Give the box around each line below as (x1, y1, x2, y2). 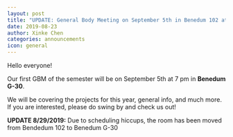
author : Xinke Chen (7, 29, 64, 37)
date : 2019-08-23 (7, 23, 58, 30)
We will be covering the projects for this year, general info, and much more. (7, 95, 222, 104)
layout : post (7, 10, 45, 17)
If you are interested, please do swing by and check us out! (7, 103, 177, 111)
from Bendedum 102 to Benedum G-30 (7, 124, 118, 131)
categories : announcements (7, 36, 85, 43)
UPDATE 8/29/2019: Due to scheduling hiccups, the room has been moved (7, 116, 222, 125)
